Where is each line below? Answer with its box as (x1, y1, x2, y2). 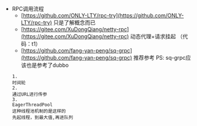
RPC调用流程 (11, 5, 44, 12)
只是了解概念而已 (53, 19, 96, 26)
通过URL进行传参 (11, 91, 47, 97)
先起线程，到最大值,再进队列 (11, 115, 73, 121)
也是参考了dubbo (26, 62, 69, 69)
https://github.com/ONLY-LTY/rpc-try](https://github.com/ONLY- (23, 12, 184, 19)
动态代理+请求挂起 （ (130, 33, 183, 40)
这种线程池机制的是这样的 (11, 108, 66, 114)
